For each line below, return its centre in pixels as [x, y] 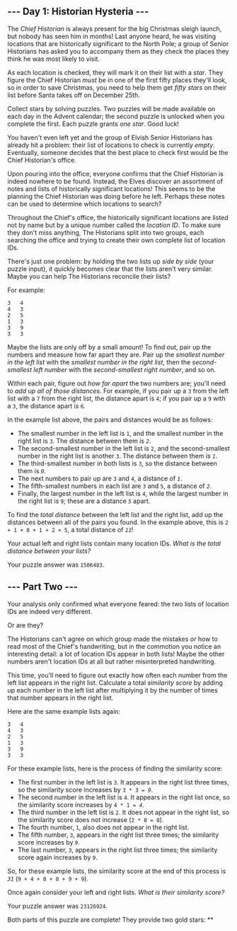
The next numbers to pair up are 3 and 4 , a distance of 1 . [100, 478]
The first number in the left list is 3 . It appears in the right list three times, [123, 782]
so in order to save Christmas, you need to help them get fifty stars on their [117, 87]
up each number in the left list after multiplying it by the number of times [112, 690]
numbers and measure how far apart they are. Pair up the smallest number [116, 354]
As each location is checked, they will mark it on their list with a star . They [115, 72]
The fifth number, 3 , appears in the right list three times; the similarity [118, 835]
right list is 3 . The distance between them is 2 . [84, 441]
